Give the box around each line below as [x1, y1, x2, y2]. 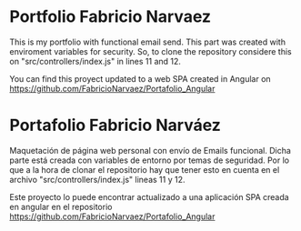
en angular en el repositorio [9, 201, 113, 212]
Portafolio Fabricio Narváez [9, 115, 221, 136]
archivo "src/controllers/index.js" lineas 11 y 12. [9, 174, 186, 185]
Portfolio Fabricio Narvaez [9, 6, 212, 27]
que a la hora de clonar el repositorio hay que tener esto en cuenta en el [9, 164, 280, 175]
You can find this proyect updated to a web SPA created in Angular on [9, 73, 271, 84]
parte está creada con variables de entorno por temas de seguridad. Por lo [9, 155, 289, 166]
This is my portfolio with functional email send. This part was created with [9, 36, 286, 47]
